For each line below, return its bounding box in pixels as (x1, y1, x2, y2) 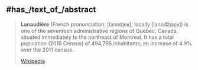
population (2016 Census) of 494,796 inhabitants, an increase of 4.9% (20, 39, 192, 46)
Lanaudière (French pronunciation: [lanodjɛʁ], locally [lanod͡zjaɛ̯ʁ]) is (20, 21, 189, 28)
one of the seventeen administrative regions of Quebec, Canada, (20, 27, 178, 34)
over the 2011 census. (20, 46, 74, 53)
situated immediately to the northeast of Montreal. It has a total (20, 34, 174, 41)
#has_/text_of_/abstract (6, 5, 96, 15)
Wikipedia (20, 57, 46, 64)
